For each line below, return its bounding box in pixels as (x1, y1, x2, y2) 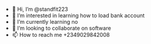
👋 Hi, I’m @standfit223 (11, 6, 68, 12)
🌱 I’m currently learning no (11, 18, 79, 25)
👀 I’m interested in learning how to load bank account (11, 12, 145, 19)
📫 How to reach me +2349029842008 (11, 32, 110, 38)
